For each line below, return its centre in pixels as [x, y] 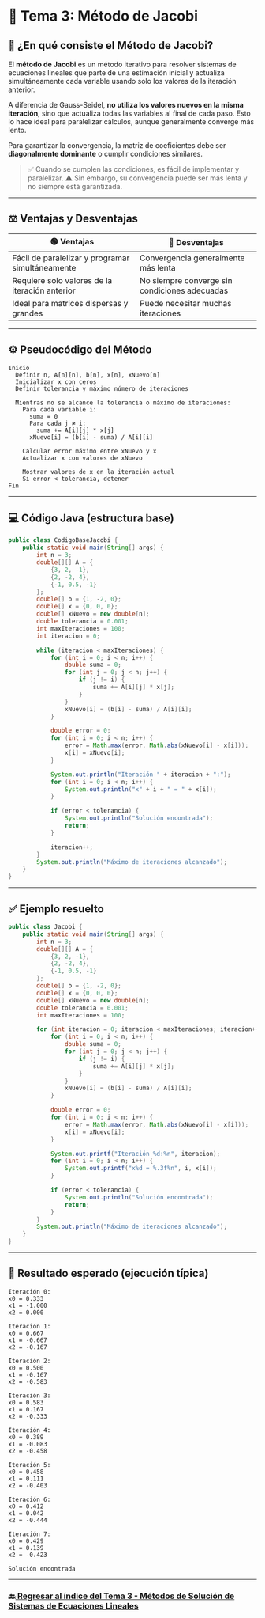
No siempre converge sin [186, 280]
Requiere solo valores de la [62, 280]
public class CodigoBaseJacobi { [63, 540]
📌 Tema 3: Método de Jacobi [103, 16]
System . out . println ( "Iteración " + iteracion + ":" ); [140, 775]
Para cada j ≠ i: [58, 423]
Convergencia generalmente [192, 258]
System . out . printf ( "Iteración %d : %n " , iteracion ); [135, 1154]
